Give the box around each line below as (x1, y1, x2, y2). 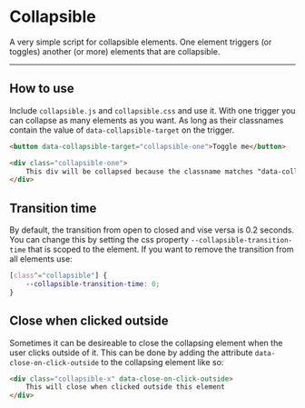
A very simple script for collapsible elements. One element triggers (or (9, 36, 272, 47)
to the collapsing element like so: (101, 356, 224, 367)
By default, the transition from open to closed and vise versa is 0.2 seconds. (9, 224, 295, 235)
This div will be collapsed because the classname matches (25, 166, 254, 176)
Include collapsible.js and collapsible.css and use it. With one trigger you (9, 104, 296, 115)
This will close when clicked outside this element (25, 383, 225, 392)
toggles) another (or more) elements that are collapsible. (9, 45, 221, 56)
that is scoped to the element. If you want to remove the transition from (27, 244, 294, 255)
